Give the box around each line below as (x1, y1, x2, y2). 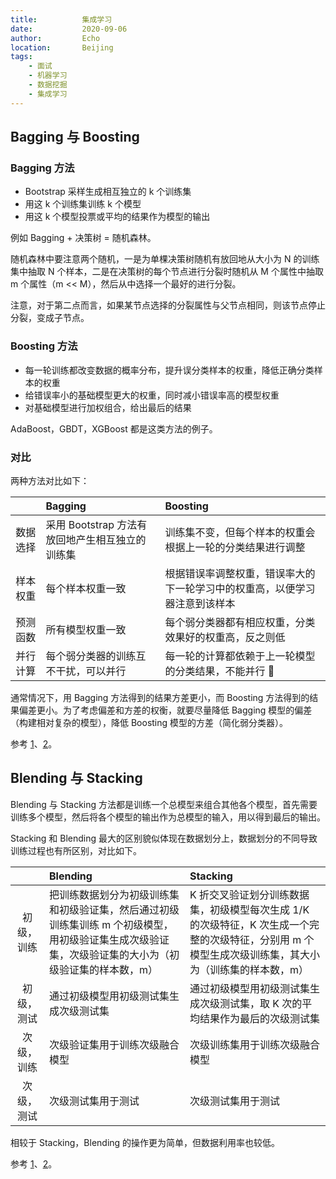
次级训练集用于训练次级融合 (189, 1037, 320, 1051)
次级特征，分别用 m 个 (209, 932, 315, 946)
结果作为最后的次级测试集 (199, 1011, 320, 1025)
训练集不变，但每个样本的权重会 (164, 525, 316, 539)
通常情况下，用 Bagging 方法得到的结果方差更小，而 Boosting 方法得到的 (10, 691, 310, 703)
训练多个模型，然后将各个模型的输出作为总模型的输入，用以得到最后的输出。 (10, 811, 326, 823)
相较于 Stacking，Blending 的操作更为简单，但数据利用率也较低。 (10, 1136, 281, 1148)
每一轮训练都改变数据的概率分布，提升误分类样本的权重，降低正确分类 (24, 364, 315, 376)
